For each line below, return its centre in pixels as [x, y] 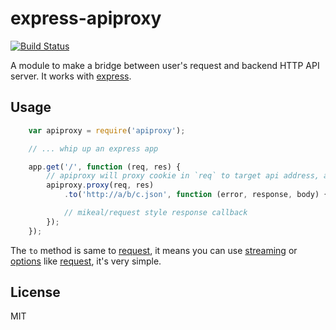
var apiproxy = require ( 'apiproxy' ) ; [107, 130]
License [35, 292]
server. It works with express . [71, 76]
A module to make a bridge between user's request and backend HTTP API [165, 65]
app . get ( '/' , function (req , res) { [105, 167]
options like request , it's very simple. [86, 261]
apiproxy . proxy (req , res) [100, 185]
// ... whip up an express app [93, 148]
